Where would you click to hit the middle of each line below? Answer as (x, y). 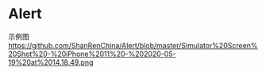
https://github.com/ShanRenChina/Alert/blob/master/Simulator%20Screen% (133, 45)
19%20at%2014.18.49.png (51, 62)
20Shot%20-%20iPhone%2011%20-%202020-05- (92, 54)
